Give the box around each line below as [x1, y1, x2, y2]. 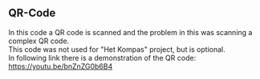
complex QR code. [8, 36, 70, 45]
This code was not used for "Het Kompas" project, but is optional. [8, 44, 226, 54]
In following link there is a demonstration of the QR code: [8, 53, 197, 62]
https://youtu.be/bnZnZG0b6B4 [8, 61, 113, 71]
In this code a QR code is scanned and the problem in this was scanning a [8, 27, 253, 37]
